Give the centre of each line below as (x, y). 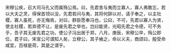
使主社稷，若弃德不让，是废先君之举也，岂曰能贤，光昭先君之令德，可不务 (83, 26)
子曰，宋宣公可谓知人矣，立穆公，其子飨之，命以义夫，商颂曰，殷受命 (92, 39)
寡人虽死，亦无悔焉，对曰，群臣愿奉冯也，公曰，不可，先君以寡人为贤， (90, 20)
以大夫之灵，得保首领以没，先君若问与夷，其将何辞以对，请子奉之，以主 (81, 14)
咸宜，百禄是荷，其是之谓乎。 (36, 45)
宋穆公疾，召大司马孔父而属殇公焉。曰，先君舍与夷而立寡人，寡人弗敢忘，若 (85, 7)
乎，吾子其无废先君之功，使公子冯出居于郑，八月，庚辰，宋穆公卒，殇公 (81, 33)
